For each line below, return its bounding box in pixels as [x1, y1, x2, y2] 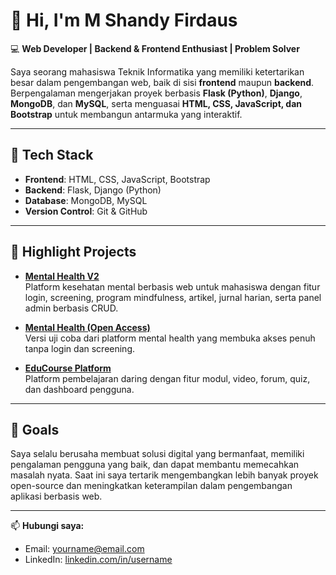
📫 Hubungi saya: [10, 520, 85, 532]
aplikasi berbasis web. [10, 490, 103, 503]
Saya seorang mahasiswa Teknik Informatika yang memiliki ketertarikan [10, 65, 305, 78]
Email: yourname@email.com [24, 543, 145, 555]
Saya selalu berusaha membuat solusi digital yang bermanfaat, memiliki [10, 448, 305, 460]
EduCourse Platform [24, 362, 112, 374]
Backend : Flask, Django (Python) [24, 184, 162, 196]
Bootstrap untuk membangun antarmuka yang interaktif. [10, 108, 243, 120]
